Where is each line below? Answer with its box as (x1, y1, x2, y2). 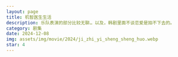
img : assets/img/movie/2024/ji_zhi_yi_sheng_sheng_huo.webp (6, 36, 159, 42)
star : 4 (6, 42, 26, 48)
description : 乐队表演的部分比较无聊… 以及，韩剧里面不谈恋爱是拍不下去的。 (6, 20, 175, 26)
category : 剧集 (6, 25, 42, 31)
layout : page (6, 8, 39, 15)
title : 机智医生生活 (6, 14, 52, 20)
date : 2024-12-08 (6, 31, 49, 37)
